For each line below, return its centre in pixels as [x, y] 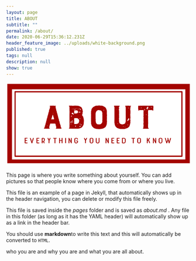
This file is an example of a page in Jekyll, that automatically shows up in [94, 193]
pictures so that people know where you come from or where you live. [91, 181]
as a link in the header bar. [38, 222]
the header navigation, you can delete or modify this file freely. [82, 198]
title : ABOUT [22, 18]
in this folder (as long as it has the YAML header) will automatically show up [97, 216]
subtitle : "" [22, 25]
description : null [28, 61]
